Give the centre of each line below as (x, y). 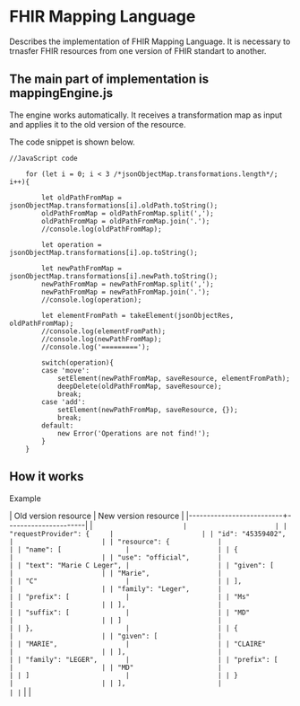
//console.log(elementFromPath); (104, 331)
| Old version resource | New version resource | (97, 516)
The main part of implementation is (109, 79)
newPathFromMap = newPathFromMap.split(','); (128, 284)
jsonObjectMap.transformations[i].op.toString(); (104, 252)
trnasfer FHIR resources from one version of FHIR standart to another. (138, 50)
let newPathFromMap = (82, 268)
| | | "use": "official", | (116, 557)
